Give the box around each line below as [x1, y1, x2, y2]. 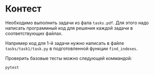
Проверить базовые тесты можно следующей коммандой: [5, 55, 132, 61]
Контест [5, 3, 42, 15]
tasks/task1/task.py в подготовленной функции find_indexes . [5, 45, 138, 51]
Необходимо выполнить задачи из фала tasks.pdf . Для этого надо [5, 20, 149, 26]
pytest [5, 65, 19, 70]
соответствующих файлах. [5, 30, 63, 36]
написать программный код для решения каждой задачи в [5, 25, 133, 31]
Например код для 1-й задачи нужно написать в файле [5, 40, 125, 46]
